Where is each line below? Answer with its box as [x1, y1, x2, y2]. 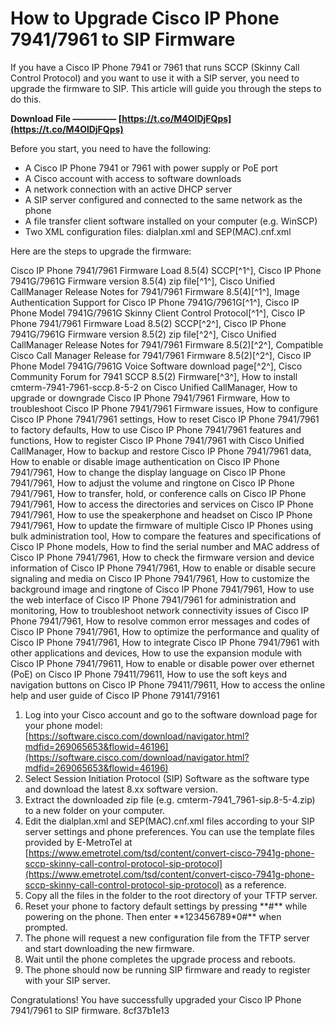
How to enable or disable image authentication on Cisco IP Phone [10, 455, 280, 467]
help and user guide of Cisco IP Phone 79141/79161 [10, 689, 220, 701]
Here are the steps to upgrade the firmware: [10, 245, 192, 257]
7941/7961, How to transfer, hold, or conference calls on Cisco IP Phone [10, 487, 307, 499]
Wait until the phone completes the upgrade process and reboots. [24, 953, 296, 965]
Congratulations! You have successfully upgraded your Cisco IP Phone [10, 993, 302, 1006]
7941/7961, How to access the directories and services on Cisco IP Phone [10, 498, 314, 510]
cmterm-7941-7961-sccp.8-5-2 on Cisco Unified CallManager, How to [10, 381, 298, 393]
